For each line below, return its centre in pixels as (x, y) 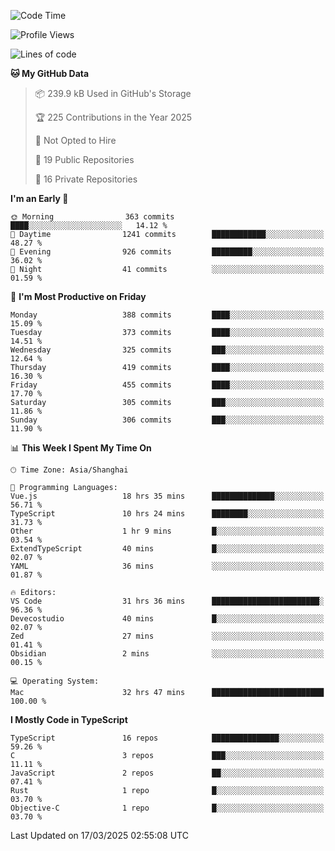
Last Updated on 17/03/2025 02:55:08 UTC (99, 835)
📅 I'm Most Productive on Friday (78, 296)
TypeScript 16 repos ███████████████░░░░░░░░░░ (167, 738)
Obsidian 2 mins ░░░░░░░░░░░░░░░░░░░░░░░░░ (167, 654)
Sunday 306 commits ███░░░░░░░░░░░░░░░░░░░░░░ (167, 420)
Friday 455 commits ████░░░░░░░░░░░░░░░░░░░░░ (167, 385)
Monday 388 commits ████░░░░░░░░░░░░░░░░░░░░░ (167, 315)
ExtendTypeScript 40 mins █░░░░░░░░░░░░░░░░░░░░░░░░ (167, 549)
